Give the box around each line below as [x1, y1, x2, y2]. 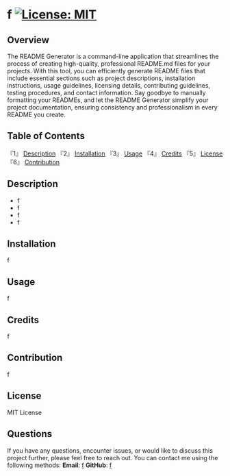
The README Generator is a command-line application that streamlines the [7, 52, 219, 60]
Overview [7, 34, 50, 46]
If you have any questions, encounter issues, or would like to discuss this [7, 446, 214, 455]
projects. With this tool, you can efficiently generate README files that [7, 67, 205, 75]
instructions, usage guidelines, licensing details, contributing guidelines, [7, 82, 211, 89]
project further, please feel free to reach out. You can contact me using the [7, 453, 218, 462]
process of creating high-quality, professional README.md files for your [7, 60, 211, 68]
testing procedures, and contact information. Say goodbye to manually [7, 89, 207, 97]
